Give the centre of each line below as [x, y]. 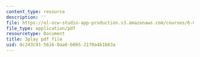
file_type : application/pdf [41, 28]
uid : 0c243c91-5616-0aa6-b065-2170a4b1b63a [61, 45]
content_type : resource [36, 12]
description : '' [26, 17]
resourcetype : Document [36, 34]
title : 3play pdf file [34, 39]
